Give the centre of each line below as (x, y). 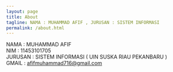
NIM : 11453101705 (29, 51)
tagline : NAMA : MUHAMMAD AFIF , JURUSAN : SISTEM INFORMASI (83, 22)
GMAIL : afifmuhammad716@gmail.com (54, 63)
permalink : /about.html (35, 28)
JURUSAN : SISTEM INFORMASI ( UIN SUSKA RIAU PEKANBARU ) (86, 57)
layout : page (22, 11)
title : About (22, 17)
